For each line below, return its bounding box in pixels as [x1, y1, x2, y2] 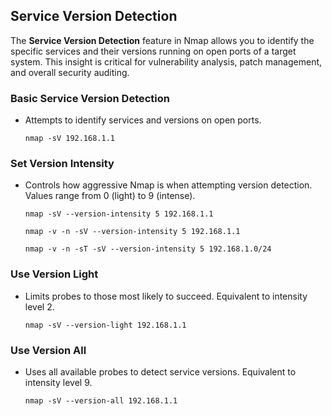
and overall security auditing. [10, 66, 130, 78]
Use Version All [10, 343, 87, 357]
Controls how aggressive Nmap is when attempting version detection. [24, 179, 313, 191]
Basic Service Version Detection [10, 91, 170, 105]
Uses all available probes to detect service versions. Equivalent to [24, 366, 297, 378]
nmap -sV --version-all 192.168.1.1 [24, 396, 178, 406]
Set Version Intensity [10, 157, 115, 171]
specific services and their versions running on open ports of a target [10, 45, 297, 57]
